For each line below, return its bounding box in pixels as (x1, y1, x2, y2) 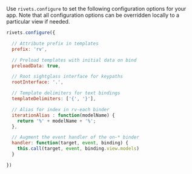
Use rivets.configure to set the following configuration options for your (6, 5, 187, 12)
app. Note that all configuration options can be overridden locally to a (6, 11, 180, 19)
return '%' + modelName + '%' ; (17, 118, 96, 124)
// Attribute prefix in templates (12, 40, 99, 47)
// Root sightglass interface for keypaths (12, 74, 123, 80)
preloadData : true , (12, 63, 61, 69)
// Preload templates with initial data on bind (12, 57, 137, 63)
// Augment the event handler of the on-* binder (12, 134, 139, 141)
